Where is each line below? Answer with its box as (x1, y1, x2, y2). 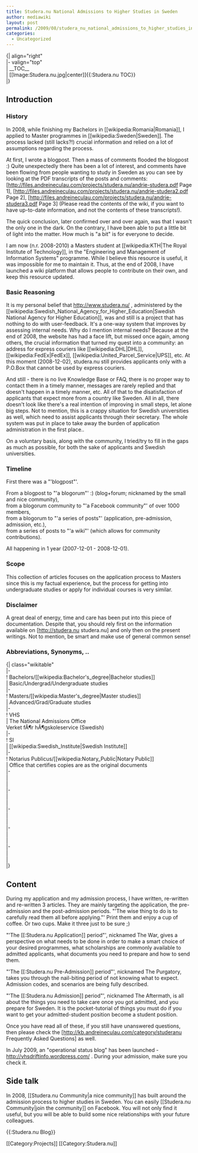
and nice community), (6, 496, 60, 503)
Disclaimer (6, 601, 38, 609)
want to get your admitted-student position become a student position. (6, 1011, 178, 1018)
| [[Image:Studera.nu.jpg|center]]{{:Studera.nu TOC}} (6, 72, 136, 78)
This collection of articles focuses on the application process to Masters (6, 573, 181, 580)
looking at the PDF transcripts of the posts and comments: (6, 175, 148, 182)
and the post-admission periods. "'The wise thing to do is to (32, 907, 178, 914)
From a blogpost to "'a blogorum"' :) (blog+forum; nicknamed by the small (6, 490, 186, 497)
